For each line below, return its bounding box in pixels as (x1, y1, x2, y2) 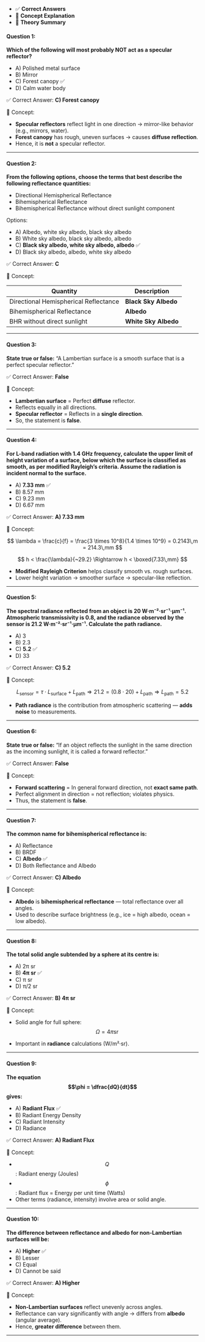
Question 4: (6, 436, 37, 443)
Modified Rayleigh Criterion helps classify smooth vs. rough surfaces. (15, 567, 193, 575)
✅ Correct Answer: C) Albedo (6, 874, 81, 881)
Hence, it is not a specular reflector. (15, 140, 106, 148)
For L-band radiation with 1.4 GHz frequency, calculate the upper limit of (6, 450, 193, 457)
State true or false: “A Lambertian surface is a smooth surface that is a (6, 355, 185, 362)
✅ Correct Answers (15, 6, 66, 12)
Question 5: (6, 594, 37, 601)
